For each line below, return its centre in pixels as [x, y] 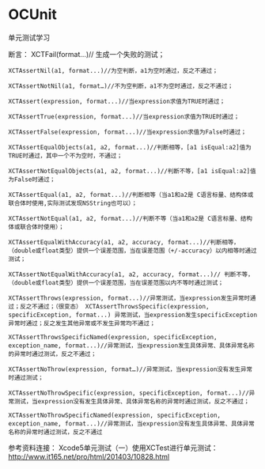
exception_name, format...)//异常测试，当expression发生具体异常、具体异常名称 [131, 346]
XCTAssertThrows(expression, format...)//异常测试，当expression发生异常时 [129, 298]
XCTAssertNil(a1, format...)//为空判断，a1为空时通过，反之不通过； [114, 70]
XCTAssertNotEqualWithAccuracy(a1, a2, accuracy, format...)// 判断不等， [131, 274]
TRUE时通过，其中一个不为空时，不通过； [65, 156]
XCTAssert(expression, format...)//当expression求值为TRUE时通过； [117, 101]
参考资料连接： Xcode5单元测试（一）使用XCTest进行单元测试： [113, 448]
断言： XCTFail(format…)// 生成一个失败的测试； [87, 54]
